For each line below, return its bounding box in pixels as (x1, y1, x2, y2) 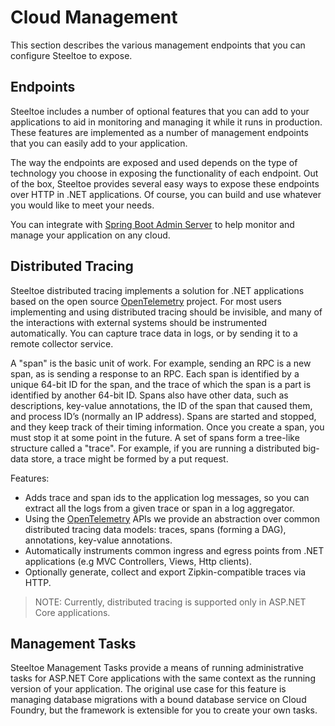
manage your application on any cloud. (10, 229, 171, 241)
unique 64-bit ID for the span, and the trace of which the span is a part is (10, 378, 312, 390)
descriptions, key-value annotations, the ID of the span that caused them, (10, 399, 313, 411)
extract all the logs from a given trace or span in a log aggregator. (24, 502, 295, 514)
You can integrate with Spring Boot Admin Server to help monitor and (10, 218, 295, 230)
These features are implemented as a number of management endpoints (10, 126, 309, 138)
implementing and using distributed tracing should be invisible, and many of (10, 306, 323, 318)
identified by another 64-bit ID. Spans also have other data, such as (10, 389, 289, 401)
